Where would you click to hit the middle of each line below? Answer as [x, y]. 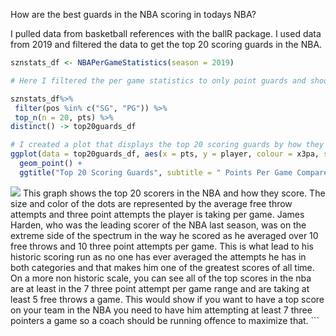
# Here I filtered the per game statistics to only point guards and [158, 80]
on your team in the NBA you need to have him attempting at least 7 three [161, 310]
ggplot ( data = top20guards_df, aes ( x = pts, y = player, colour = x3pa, [165, 154]
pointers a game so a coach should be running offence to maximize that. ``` [165, 320]
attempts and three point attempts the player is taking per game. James [157, 214]
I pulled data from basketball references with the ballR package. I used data [166, 33]
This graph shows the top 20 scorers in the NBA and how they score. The [174, 193]
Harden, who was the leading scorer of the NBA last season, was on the [158, 225]
